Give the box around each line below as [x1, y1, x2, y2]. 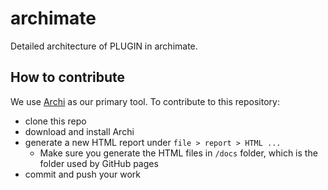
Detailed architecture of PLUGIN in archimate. [10, 40, 198, 52]
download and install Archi [24, 125, 135, 137]
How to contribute [10, 69, 126, 86]
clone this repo [24, 115, 87, 127]
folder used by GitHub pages [39, 157, 159, 169]
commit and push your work [24, 168, 141, 180]
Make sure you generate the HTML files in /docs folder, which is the [39, 147, 318, 159]
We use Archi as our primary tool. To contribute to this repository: [10, 95, 280, 107]
